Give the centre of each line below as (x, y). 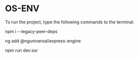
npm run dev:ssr (21, 50)
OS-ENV (22, 9)
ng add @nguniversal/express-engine (43, 41)
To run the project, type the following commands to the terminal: (70, 22)
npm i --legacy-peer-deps (31, 31)
